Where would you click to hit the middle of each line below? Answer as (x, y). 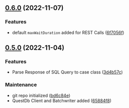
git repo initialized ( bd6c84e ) (41, 95)
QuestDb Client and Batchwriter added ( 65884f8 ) (62, 100)
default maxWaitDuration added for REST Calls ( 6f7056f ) (68, 32)
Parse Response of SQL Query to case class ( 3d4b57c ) (67, 72)
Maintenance (21, 85)
